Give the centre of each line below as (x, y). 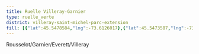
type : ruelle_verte (30, 17)
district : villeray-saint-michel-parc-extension (67, 22)
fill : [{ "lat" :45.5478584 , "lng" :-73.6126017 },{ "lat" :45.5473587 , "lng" (95, 28)
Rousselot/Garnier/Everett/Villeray (48, 45)
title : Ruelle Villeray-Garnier (46, 11)
